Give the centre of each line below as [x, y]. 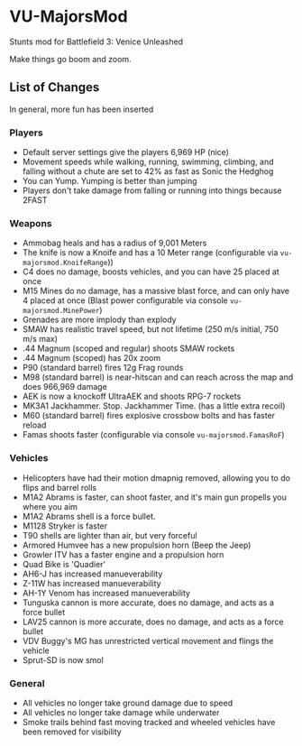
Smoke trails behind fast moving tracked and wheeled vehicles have [149, 722]
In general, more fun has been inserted [82, 109]
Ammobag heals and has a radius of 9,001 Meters [114, 243]
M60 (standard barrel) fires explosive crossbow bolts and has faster [149, 416]
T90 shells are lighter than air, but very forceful [110, 535]
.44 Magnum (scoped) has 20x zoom [91, 358]
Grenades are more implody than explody [100, 320]
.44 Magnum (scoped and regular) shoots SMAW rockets [128, 348]
